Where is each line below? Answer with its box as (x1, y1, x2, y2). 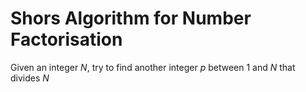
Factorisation (10, 28, 123, 51)
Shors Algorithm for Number (10, 7, 252, 30)
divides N (10, 72, 50, 84)
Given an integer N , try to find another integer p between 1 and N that (10, 61, 296, 73)
